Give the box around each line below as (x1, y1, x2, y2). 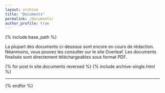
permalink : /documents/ (5, 16, 54, 21)
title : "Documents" (5, 12, 45, 17)
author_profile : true (5, 21, 50, 26)
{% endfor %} (5, 83, 33, 89)
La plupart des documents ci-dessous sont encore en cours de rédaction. (5, 44, 154, 49)
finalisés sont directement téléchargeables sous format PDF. (5, 54, 128, 60)
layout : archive (5, 7, 38, 12)
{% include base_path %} (5, 34, 57, 40)
